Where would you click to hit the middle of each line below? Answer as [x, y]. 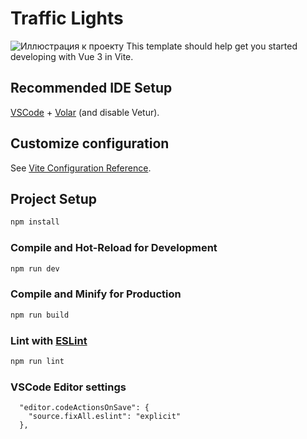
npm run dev [35, 268]
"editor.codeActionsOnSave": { [84, 408]
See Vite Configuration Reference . [81, 168]
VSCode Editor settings [68, 387]
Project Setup [54, 198]
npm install [35, 222]
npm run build [40, 315]
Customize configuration [90, 143]
